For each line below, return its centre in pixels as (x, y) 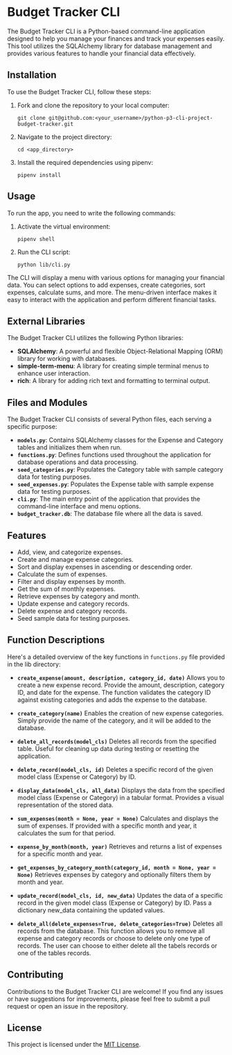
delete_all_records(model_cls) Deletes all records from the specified (117, 741)
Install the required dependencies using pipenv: (85, 162)
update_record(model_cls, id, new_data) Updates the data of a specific (120, 895)
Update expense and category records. (73, 604)
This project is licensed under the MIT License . (74, 1045)
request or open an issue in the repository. (68, 1006)
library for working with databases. (67, 359)
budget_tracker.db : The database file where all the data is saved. (110, 514)
